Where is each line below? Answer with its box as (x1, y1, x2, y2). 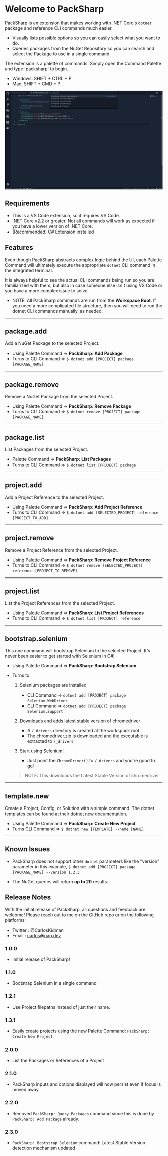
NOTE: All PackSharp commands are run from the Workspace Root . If (12, 297, 156, 303)
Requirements (5, 199, 50, 208)
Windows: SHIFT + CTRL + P (12, 75, 72, 81)
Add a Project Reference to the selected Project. (5, 494, 104, 500)
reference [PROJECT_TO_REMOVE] (12, 568, 78, 573)
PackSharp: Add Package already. (12, 1116, 80, 1122)
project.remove (5, 534, 54, 542)
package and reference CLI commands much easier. (5, 25, 113, 31)
